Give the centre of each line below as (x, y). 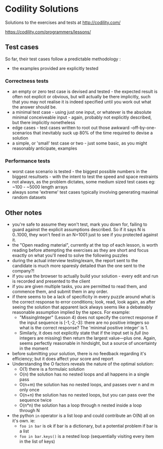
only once (29, 390)
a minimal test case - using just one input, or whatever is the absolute (82, 112)
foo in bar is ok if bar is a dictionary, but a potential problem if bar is (89, 426)
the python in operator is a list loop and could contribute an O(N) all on (83, 416)
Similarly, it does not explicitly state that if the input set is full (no (84, 333)
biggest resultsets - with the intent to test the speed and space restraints (85, 177)
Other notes (24, 213)
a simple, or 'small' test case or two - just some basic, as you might (80, 143)
